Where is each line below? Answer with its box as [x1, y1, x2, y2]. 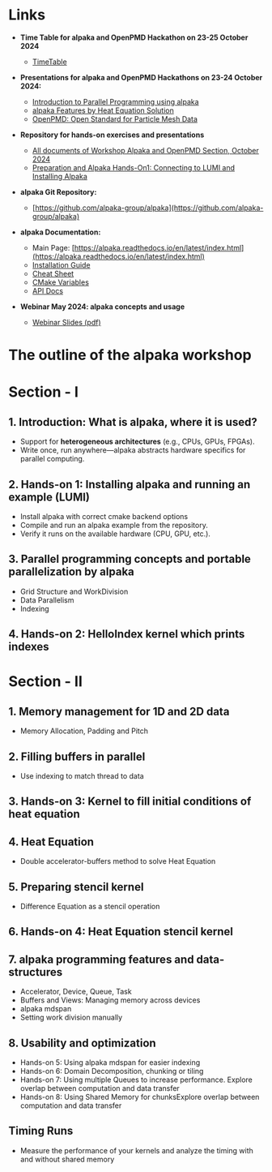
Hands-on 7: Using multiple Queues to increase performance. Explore [19, 1075, 253, 1084]
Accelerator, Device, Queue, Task [19, 987, 132, 997]
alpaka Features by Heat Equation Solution [32, 105, 174, 115]
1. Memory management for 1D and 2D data [8, 704, 230, 719]
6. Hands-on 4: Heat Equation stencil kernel [8, 925, 233, 938]
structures [8, 965, 63, 979]
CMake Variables [32, 277, 89, 287]
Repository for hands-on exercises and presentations [19, 130, 205, 140]
